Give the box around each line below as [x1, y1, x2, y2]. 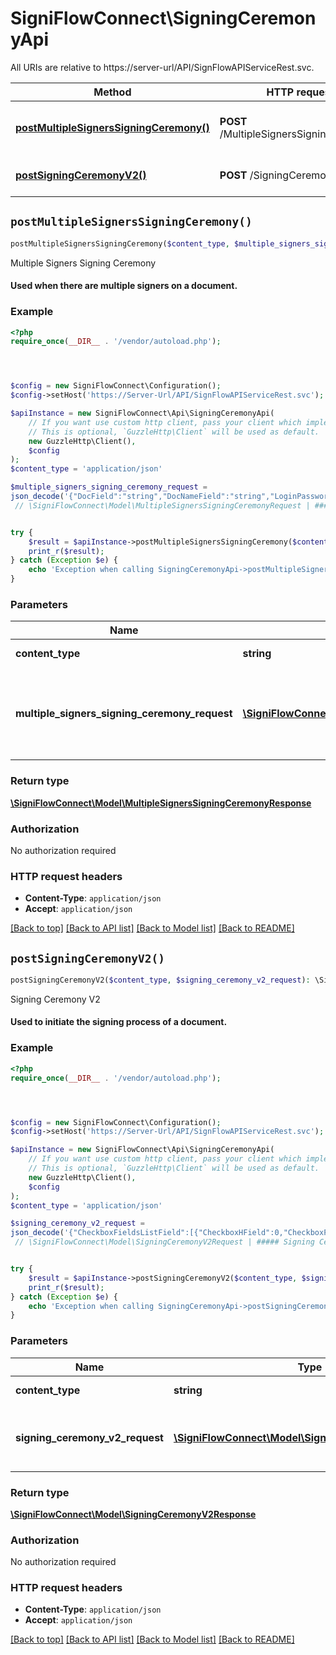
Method [93, 85, 132, 99]
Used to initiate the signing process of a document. [10, 1016, 228, 1028]
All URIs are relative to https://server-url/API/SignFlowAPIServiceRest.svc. [10, 61, 315, 73]
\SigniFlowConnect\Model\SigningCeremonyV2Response [10, 1508, 257, 1520]
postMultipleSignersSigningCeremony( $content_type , [10, 238, 230, 249]
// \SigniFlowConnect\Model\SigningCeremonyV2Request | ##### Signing [14, 1237, 315, 1247]
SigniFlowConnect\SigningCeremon [10, 7, 317, 30]
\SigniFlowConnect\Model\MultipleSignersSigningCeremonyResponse [10, 797, 312, 809]
